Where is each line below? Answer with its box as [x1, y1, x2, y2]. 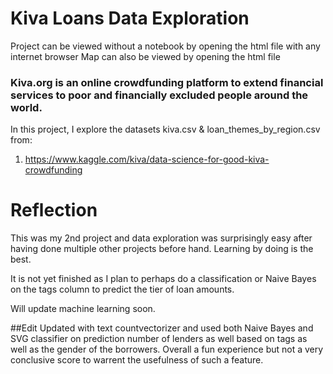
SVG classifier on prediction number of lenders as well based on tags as [10, 333, 308, 345]
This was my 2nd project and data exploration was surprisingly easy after [10, 232, 313, 244]
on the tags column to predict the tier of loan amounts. [10, 283, 235, 296]
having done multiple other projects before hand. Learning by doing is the [10, 243, 314, 255]
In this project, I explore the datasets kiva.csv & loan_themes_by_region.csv [10, 123, 321, 136]
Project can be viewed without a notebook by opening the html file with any [10, 40, 321, 52]
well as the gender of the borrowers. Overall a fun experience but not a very [10, 343, 324, 356]
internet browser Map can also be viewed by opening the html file [10, 50, 281, 62]
